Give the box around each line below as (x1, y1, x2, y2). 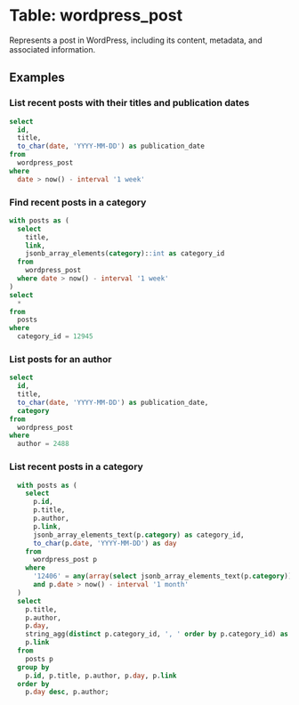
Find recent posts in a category (9, 196, 147, 208)
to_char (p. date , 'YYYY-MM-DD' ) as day (32, 539, 177, 547)
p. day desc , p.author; (25, 687, 109, 697)
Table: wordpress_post (9, 5, 183, 26)
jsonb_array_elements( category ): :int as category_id (25, 249, 225, 258)
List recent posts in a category (9, 460, 144, 473)
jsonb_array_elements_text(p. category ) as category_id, (32, 531, 245, 539)
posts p (25, 654, 53, 663)
